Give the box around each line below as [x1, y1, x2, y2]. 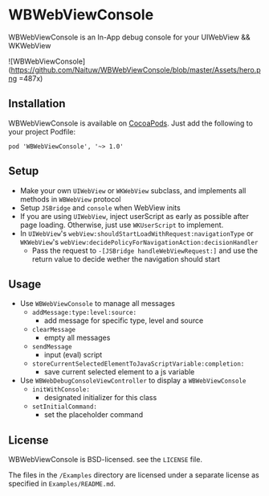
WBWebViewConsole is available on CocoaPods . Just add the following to [8, 118, 253, 128]
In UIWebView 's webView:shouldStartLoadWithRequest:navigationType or [19, 228, 255, 238]
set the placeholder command [43, 410, 144, 420]
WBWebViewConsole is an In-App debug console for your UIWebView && [8, 32, 251, 42]
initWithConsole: [31, 386, 91, 394]
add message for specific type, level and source [43, 316, 204, 325]
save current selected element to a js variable [43, 367, 195, 377]
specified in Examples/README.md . [8, 479, 116, 489]
